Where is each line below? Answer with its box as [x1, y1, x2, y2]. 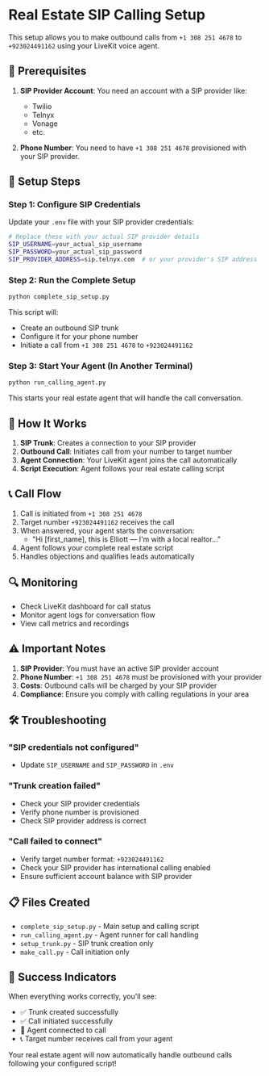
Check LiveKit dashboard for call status [19, 601, 151, 611]
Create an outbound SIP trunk [19, 323, 119, 333]
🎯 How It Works [8, 417, 87, 430]
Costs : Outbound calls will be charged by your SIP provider [19, 680, 217, 690]
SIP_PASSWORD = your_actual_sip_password [8, 248, 143, 256]
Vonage [31, 119, 58, 128]
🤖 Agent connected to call [19, 1025, 106, 1035]
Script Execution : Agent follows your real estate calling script [19, 464, 225, 474]
